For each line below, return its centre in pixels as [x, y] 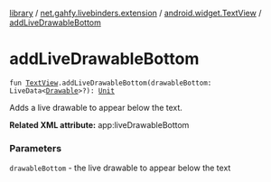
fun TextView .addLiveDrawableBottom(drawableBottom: [111, 83]
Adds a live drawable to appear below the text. [96, 107]
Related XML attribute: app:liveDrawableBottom [99, 124]
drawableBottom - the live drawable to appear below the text [120, 168]
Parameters [35, 148]
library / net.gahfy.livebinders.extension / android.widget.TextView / [135, 13]
